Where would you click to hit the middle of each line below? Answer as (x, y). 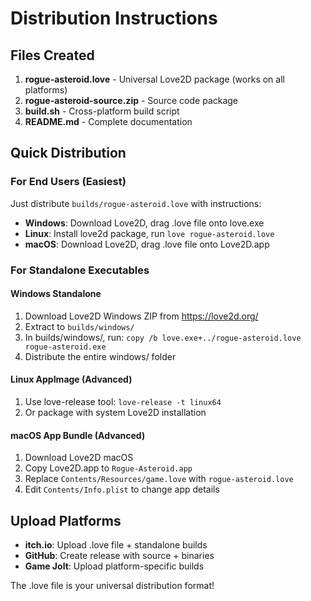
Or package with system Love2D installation (115, 413)
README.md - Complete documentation (108, 121)
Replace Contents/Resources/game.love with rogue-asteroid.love (159, 479)
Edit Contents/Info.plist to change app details (122, 489)
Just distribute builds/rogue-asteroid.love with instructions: (136, 203)
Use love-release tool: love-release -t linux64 (123, 402)
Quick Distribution (68, 153)
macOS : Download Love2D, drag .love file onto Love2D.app (147, 244)
